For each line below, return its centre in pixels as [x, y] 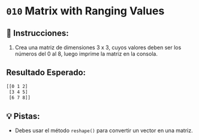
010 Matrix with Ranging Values [85, 11]
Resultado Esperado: [46, 73]
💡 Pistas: [23, 116]
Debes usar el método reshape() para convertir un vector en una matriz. [104, 130]
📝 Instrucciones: [37, 33]
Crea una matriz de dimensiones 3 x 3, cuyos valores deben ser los [98, 47]
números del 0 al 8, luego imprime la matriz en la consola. [86, 54]
